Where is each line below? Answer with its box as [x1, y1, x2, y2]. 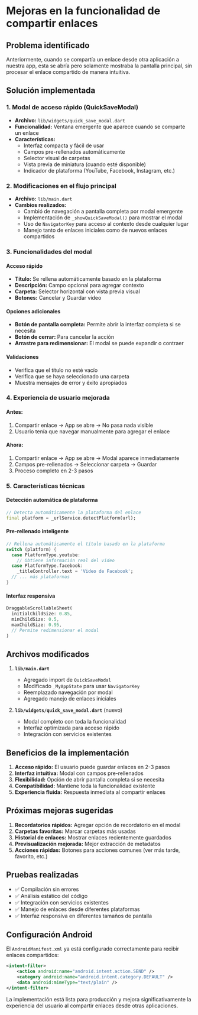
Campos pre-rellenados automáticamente [23, 148, 125, 155]
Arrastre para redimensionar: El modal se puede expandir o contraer [14, 340, 184, 347]
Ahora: [6, 442, 24, 449]
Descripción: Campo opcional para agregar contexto [14, 282, 144, 289]
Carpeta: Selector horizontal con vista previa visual [14, 288, 140, 295]
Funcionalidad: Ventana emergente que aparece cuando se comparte [14, 123, 186, 130]
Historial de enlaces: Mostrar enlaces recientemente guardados [14, 834, 171, 841]
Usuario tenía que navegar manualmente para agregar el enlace [14, 427, 170, 435]
